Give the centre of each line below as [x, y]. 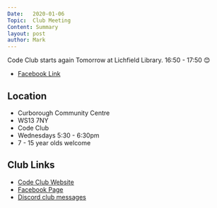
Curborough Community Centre [64, 113]
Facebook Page [40, 189]
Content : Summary [33, 27]
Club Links [31, 165]
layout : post [27, 33]
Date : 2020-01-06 [36, 14]
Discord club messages [52, 197]
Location [27, 96]
